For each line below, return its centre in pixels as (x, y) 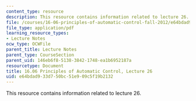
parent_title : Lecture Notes (41, 50)
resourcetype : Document (35, 66)
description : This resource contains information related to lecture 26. (98, 17)
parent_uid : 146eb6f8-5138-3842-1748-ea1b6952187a (69, 60)
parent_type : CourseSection (40, 55)
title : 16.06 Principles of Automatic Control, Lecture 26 (79, 71)
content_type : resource (35, 11)
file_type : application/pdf (40, 28)
